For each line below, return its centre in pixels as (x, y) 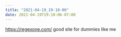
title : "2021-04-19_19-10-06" (37, 10)
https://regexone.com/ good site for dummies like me (61, 29)
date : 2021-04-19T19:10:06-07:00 (41, 15)
